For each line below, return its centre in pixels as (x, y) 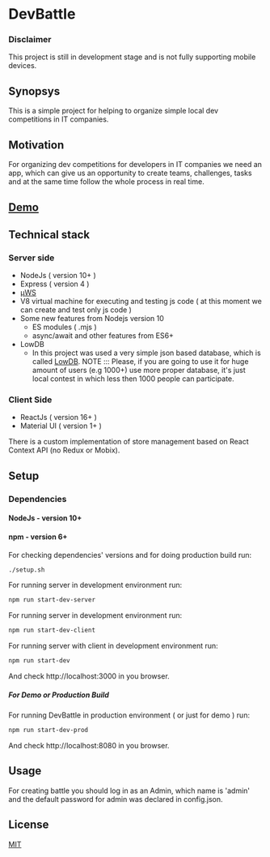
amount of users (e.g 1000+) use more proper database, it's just (139, 371)
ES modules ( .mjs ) (64, 327)
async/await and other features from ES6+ (103, 336)
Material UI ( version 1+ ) (61, 426)
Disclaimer (30, 40)
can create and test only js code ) (76, 310)
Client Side (30, 400)
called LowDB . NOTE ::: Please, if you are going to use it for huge (140, 362)
